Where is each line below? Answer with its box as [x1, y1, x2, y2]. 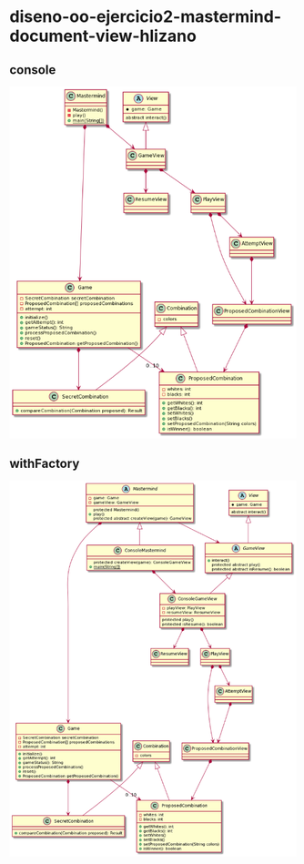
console [9, 62, 56, 77]
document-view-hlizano [9, 25, 198, 46]
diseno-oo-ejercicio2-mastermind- [9, 6, 282, 27]
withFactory [9, 456, 80, 472]
